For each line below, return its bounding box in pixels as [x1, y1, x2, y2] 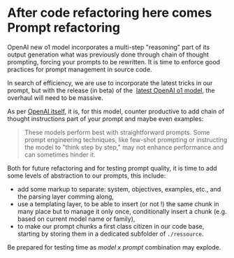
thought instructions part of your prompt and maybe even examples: [7, 114, 204, 123]
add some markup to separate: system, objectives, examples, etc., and [17, 185, 221, 193]
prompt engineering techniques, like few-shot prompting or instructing [24, 135, 228, 144]
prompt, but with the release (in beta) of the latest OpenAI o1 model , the [7, 86, 215, 94]
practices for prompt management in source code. [7, 65, 152, 73]
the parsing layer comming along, [17, 192, 114, 201]
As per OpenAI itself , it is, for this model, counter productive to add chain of [7, 107, 225, 115]
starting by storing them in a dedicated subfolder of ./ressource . [17, 229, 204, 238]
